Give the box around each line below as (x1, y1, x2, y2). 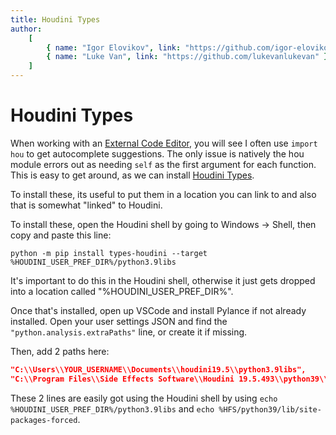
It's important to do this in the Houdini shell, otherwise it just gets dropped (10, 274, 316, 286)
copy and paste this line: (10, 229, 112, 241)
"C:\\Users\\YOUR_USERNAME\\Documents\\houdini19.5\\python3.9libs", (10, 364, 307, 375)
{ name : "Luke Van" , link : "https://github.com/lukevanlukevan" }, (46, 52, 333, 62)
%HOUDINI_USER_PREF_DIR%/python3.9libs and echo (10, 402, 215, 415)
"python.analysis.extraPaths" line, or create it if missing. (10, 326, 248, 338)
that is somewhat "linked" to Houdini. (10, 199, 163, 211)
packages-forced (10, 415, 78, 425)
